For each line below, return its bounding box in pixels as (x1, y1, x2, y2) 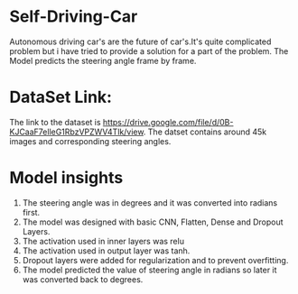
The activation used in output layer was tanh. (22, 245, 191, 256)
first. (22, 207, 41, 217)
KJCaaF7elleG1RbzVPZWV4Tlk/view (9, 126, 144, 137)
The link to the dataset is (9, 116, 101, 127)
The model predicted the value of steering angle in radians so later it (22, 264, 277, 275)
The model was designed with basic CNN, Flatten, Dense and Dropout (22, 216, 284, 227)
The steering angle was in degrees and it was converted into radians (22, 197, 278, 208)
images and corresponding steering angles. (9, 135, 172, 146)
